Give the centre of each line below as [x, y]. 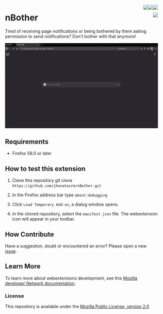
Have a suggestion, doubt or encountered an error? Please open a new [76, 246]
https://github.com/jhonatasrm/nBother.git [57, 186]
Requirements [27, 142]
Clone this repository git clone [42, 180]
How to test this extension [45, 168]
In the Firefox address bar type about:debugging [60, 195]
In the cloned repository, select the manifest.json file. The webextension [85, 214]
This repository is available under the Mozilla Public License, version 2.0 [77, 307]
